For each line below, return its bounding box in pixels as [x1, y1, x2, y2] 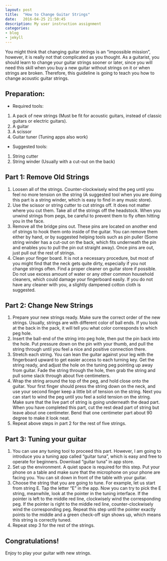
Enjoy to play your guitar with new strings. [5, 550, 91, 556]
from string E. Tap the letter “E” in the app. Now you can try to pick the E [12, 485, 162, 491]
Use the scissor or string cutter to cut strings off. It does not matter [12, 202, 151, 208]
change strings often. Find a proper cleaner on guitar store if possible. [12, 265, 157, 272]
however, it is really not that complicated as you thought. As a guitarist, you [5, 54, 160, 60]
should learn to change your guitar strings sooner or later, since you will [5, 59, 153, 65]
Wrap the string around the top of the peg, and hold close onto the [12, 378, 149, 384]
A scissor [12, 128, 32, 135]
